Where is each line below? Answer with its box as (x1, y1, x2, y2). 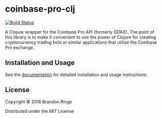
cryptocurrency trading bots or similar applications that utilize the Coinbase (5, 39, 158, 45)
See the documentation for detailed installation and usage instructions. (5, 72, 148, 78)
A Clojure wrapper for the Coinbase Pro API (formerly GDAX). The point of (5, 29, 155, 35)
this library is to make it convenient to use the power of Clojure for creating (5, 34, 156, 40)
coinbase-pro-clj (5, 3, 75, 15)
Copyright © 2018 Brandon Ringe (5, 98, 72, 104)
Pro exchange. (5, 44, 34, 50)
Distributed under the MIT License (5, 108, 74, 114)
